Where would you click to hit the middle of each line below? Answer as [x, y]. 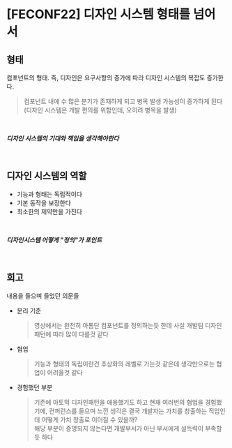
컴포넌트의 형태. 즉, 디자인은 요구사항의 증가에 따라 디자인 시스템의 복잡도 [106, 78]
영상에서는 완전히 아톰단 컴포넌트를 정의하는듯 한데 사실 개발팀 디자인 [128, 325]
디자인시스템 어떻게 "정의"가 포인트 [54, 240]
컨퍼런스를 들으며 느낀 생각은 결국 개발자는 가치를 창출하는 [128, 411]
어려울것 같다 [65, 372]
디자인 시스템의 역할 [47, 176]
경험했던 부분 [34, 387]
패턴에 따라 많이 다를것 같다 [71, 334]
